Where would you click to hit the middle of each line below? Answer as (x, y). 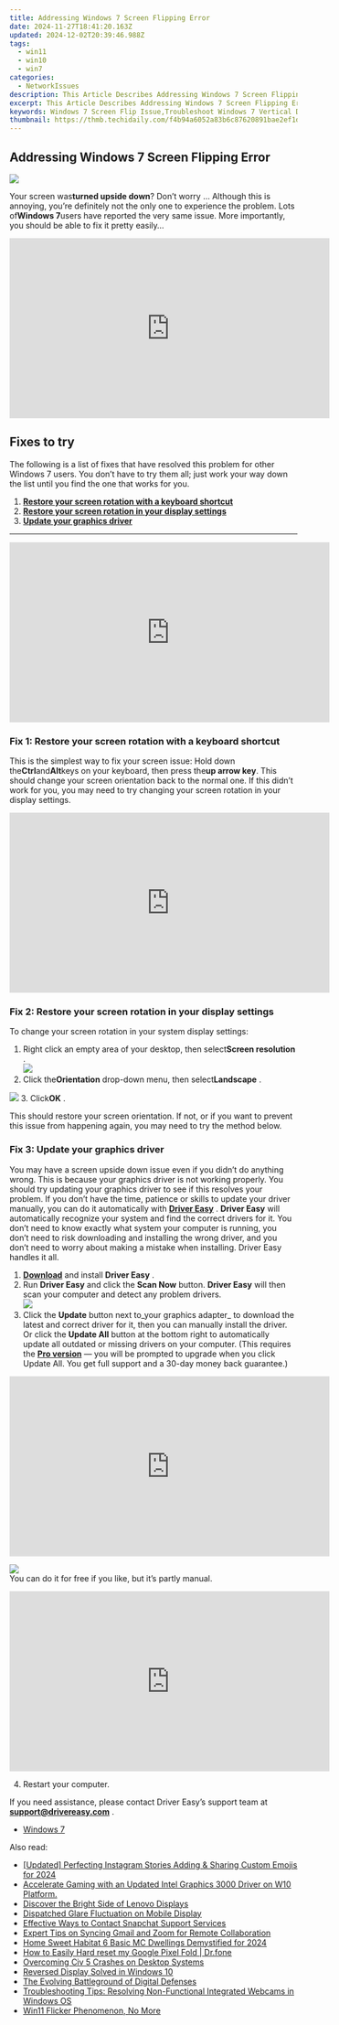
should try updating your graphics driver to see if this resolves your (136, 1189)
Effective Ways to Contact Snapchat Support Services (124, 1923)
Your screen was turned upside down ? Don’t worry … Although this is (140, 196)
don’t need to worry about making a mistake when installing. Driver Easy (146, 1247)
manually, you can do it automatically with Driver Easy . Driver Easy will (145, 1208)
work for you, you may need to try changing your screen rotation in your (145, 790)
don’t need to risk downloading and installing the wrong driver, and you (143, 1237)
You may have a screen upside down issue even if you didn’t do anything (147, 1169)
